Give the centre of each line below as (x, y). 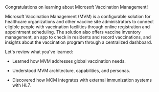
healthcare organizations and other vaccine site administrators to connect (79, 22)
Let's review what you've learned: (39, 52)
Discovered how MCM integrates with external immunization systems (82, 80)
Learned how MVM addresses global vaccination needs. (69, 61)
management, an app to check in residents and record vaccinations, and (78, 37)
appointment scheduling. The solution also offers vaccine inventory (73, 32)
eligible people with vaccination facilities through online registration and (78, 27)
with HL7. (21, 85)
